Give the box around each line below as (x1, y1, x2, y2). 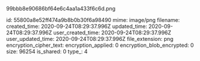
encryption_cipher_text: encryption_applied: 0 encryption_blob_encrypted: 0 (6, 41, 194, 49)
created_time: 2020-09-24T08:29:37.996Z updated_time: (6, 23, 147, 30)
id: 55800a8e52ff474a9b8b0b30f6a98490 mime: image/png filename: (6, 17, 180, 23)
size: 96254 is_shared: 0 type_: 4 (6, 48, 88, 55)
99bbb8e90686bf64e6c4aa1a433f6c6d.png (6, 5, 116, 12)
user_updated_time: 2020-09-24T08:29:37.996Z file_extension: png (6, 36, 174, 42)
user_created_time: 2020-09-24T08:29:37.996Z (53, 29, 171, 36)
